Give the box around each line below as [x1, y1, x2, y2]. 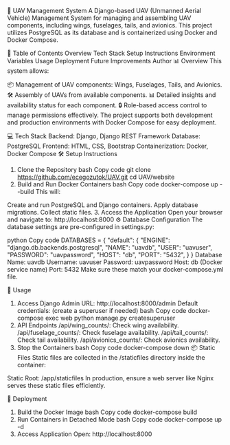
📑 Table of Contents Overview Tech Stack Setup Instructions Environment [7, 49, 216, 57]
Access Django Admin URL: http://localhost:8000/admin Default [16, 299, 198, 307]
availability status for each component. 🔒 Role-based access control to [7, 101, 207, 109]
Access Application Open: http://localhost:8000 [16, 430, 152, 438]
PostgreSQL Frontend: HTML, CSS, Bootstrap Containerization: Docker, [7, 142, 209, 150]
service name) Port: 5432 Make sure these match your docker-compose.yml [7, 265, 224, 273]
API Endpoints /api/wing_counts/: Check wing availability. [16, 321, 180, 329]
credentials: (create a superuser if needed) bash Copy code [16, 307, 187, 314]
